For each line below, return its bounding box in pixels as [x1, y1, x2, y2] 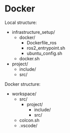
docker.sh [19, 55, 40, 61]
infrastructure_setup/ [11, 29, 55, 35]
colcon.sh [19, 117, 40, 123]
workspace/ [11, 91, 37, 97]
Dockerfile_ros [26, 39, 57, 45]
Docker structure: [4, 81, 41, 87]
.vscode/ [19, 123, 38, 129]
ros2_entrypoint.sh [26, 45, 66, 51]
